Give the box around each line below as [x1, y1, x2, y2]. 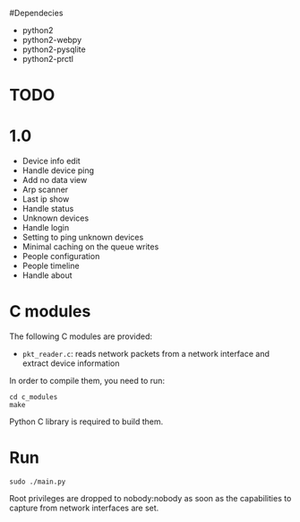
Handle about [21, 270, 73, 281]
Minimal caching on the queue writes [21, 241, 159, 252]
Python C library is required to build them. [9, 416, 164, 427]
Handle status [21, 204, 74, 214]
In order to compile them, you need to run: [9, 376, 166, 387]
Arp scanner [21, 184, 69, 196]
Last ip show [21, 194, 70, 204]
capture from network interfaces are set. [9, 502, 159, 513]
